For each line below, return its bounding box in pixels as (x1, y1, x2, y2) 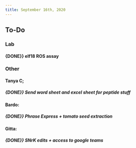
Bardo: (5, 102, 19, 108)
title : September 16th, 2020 (5, 7, 66, 12)
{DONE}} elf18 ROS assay (5, 53, 59, 59)
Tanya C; (5, 78, 24, 84)
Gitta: (5, 126, 17, 132)
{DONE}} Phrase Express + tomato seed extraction (5, 113, 113, 119)
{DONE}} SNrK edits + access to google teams (5, 137, 104, 143)
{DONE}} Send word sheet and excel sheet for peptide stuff (5, 89, 131, 95)
